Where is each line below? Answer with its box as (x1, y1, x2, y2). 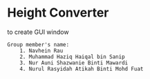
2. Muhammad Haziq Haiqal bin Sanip (19, 53, 126, 60)
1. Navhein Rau (19, 47, 64, 54)
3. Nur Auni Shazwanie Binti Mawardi (19, 59, 129, 67)
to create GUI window (7, 28, 69, 36)
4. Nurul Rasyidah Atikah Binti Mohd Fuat (19, 65, 144, 72)
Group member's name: (7, 41, 70, 48)
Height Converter (7, 5, 109, 21)
